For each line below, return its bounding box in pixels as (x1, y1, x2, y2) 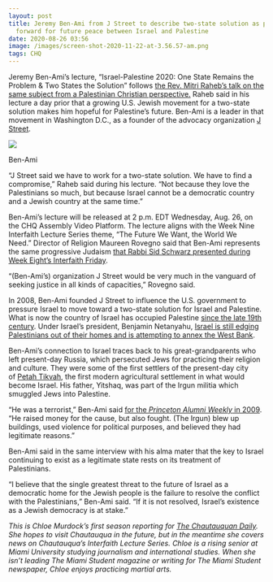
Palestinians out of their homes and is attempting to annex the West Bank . (8, 330, 256, 340)
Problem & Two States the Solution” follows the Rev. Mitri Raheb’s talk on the (8, 80, 264, 90)
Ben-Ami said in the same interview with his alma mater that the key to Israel (8, 446, 264, 456)
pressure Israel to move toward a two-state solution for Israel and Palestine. (8, 304, 262, 314)
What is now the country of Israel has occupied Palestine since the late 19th (8, 313, 262, 322)
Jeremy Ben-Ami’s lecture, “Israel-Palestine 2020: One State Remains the (8, 72, 254, 81)
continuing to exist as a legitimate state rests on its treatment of (8, 455, 221, 464)
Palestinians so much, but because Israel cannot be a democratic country (8, 188, 255, 198)
